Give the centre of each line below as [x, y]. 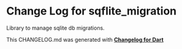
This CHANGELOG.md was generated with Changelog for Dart [85, 39]
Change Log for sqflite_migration [92, 11]
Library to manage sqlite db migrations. [55, 28]
